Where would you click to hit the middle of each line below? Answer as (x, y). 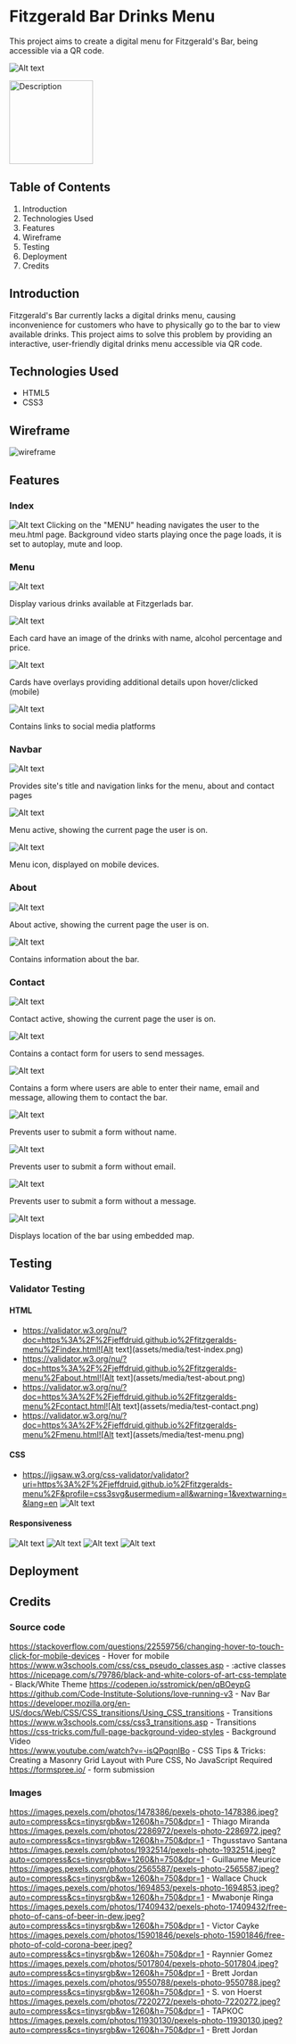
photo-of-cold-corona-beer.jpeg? (71, 1945)
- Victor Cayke (233, 1926)
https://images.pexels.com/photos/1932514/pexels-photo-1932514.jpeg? (143, 1850)
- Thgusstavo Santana (247, 1841)
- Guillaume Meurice (244, 1859)
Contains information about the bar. (74, 959)
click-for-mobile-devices (55, 1656)
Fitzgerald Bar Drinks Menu (112, 16)
